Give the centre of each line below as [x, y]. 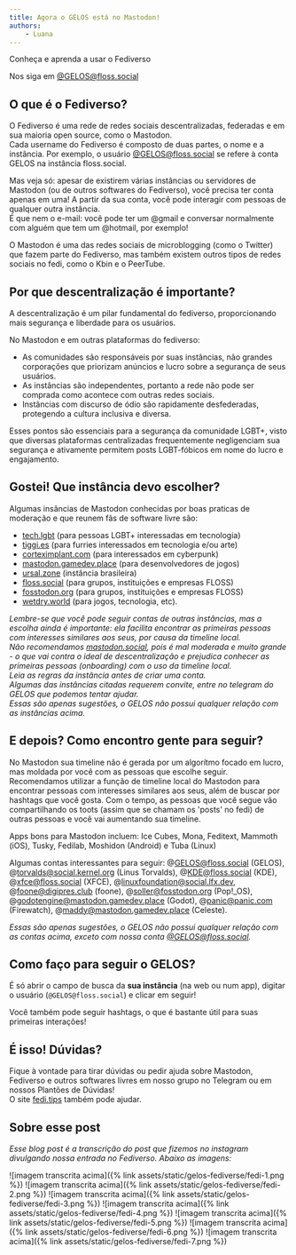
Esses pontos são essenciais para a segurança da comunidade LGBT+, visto [148, 431]
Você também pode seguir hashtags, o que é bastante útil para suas [134, 1013]
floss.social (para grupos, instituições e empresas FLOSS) [128, 582]
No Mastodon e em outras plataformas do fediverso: [105, 340]
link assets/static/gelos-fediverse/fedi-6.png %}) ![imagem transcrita [151, 1232]
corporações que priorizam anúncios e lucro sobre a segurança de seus [154, 366]
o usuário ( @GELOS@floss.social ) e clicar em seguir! [103, 995]
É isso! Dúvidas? [56, 1049]
